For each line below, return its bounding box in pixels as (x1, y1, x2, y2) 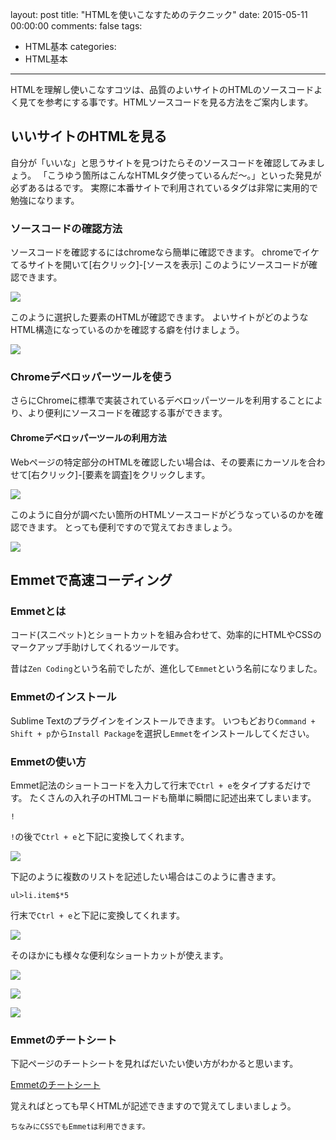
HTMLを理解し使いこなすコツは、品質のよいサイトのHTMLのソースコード (10, 84, 315, 95)
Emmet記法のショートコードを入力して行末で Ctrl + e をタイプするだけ (10, 779, 303, 791)
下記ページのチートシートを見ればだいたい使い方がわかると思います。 (10, 1058, 299, 1070)
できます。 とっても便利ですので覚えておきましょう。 (18, 521, 238, 533)
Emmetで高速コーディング (10, 572, 173, 588)
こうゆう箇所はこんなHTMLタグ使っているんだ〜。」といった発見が (47, 169, 322, 181)
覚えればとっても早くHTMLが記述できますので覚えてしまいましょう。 (10, 1100, 297, 1112)
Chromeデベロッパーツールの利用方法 (10, 432, 167, 443)
